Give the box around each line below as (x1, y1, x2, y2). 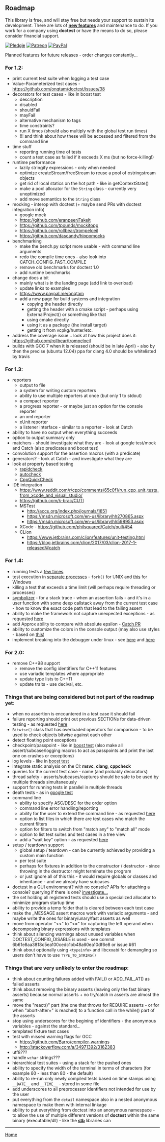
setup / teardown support (12, 842, 64, 848)
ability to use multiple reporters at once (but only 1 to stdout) (19, 393, 142, 399)
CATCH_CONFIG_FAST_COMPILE (19, 259, 87, 265)
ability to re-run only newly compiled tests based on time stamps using (12, 1075, 156, 1081)
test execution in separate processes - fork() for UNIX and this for (12, 574, 147, 580)
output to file (19, 382, 46, 388)
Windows (12, 579, 31, 585)
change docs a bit (12, 275, 49, 281)
